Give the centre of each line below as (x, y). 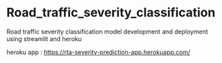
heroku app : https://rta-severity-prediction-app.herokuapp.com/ (98, 52)
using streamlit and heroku (44, 38)
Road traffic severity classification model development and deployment (107, 32)
